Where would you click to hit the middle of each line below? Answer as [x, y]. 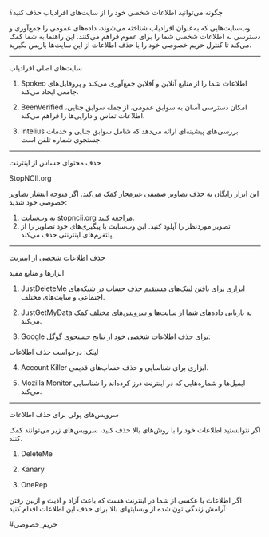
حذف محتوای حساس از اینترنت [55, 163]
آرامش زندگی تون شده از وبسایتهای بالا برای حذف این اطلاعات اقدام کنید [117, 509]
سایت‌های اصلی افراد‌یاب [45, 68]
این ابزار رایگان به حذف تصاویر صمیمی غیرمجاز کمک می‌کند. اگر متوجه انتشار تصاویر [134, 193]
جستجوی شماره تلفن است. [61, 139]
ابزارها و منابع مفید [37, 273]
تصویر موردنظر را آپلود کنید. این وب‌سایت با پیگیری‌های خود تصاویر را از [125, 226]
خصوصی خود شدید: [38, 202]
